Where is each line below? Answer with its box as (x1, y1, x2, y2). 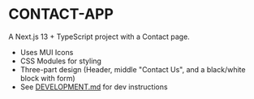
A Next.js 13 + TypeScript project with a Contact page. (8, 32, 191, 41)
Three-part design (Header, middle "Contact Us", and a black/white (19, 64, 246, 74)
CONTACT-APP (8, 5, 114, 24)
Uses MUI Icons (19, 47, 74, 57)
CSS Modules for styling (19, 56, 101, 66)
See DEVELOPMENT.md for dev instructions (19, 82, 168, 92)
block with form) (19, 73, 75, 83)
